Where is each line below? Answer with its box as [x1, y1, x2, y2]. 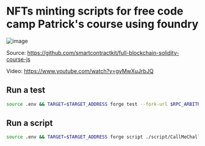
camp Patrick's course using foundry [6, 17, 199, 31]
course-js [6, 55, 31, 63]
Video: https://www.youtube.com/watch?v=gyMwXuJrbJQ [6, 67, 154, 74]
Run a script [6, 118, 53, 128]
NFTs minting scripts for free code [6, 4, 184, 18]
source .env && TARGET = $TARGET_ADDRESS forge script [6, 134, 143, 141]
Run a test [6, 85, 46, 96]
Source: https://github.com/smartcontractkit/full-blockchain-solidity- [6, 49, 179, 56]
